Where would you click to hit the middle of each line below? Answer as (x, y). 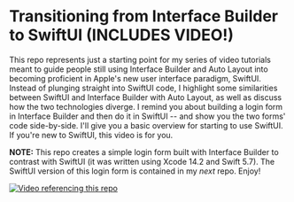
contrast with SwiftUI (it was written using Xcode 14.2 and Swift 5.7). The (142, 161)
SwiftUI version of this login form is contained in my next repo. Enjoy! (135, 171)
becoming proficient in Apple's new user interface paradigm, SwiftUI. (135, 78)
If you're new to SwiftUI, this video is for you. (91, 135)
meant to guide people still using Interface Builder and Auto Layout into (139, 69)
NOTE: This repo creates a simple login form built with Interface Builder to (144, 151)
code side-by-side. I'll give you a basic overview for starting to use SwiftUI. (146, 125)
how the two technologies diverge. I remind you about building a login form (146, 106)
